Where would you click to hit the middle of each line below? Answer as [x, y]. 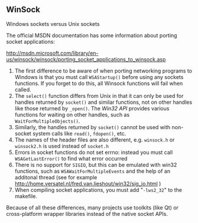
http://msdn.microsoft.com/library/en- [52, 53]
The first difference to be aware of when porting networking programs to [103, 71]
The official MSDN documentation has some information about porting [92, 35]
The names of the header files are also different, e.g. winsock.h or [95, 140]
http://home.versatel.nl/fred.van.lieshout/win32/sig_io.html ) [88, 183]
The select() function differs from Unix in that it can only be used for [99, 96]
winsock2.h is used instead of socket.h [62, 146]
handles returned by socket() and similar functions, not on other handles [103, 102]
